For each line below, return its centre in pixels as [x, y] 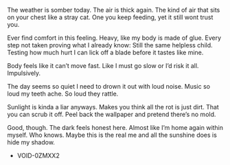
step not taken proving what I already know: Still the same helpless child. [110, 45]
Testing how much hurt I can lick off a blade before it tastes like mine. [105, 52]
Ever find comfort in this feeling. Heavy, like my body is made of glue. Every [114, 38]
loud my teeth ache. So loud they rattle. [63, 93]
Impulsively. [24, 73]
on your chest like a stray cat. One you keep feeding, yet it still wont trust [110, 17]
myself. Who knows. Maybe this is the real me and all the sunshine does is [112, 135]
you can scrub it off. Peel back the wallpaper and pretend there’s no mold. [112, 114]
